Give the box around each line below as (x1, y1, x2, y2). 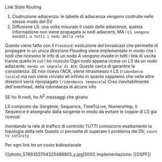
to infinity (5, 133, 29, 138)
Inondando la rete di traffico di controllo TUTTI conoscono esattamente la (5, 123, 152, 129)
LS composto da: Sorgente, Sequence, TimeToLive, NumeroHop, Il (5, 103, 137, 109)
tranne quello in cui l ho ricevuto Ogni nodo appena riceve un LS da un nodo (5, 58, 158, 64)
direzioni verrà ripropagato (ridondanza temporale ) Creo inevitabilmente (5, 79, 149, 84)
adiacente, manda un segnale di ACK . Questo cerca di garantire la (5, 63, 135, 69)
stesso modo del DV (12, 19, 52, 24)
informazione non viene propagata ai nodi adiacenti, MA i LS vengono (12, 29, 149, 34)
